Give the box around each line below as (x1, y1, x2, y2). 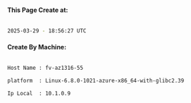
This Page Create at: (7, 6, 68, 14)
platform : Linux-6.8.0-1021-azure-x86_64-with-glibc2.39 (7, 78, 185, 85)
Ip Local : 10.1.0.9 (7, 90, 71, 97)
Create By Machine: (7, 42, 67, 51)
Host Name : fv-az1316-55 (7, 64, 83, 72)
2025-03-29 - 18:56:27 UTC (7, 28, 87, 35)
